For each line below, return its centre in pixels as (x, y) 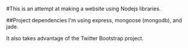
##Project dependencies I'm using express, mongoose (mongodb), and (94, 20)
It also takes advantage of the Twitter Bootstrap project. (75, 38)
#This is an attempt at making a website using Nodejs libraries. (84, 9)
